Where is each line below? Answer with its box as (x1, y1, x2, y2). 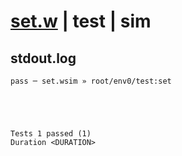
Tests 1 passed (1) (10, 129, 92, 139)
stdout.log (10, 50, 77, 67)
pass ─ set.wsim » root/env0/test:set (10, 76, 172, 86)
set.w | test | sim (10, 10, 152, 33)
